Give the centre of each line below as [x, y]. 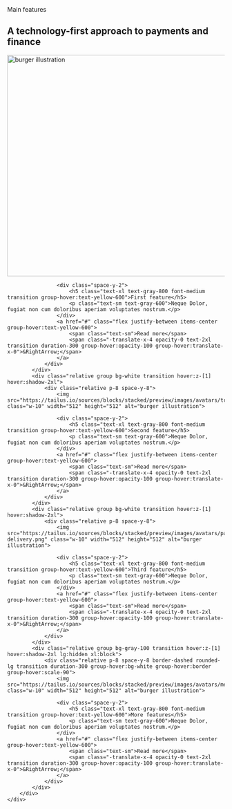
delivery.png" [28, 539]
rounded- [208, 660]
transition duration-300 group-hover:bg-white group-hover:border [114, 666]
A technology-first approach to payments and [108, 31]
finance [24, 42]
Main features [27, 9]
